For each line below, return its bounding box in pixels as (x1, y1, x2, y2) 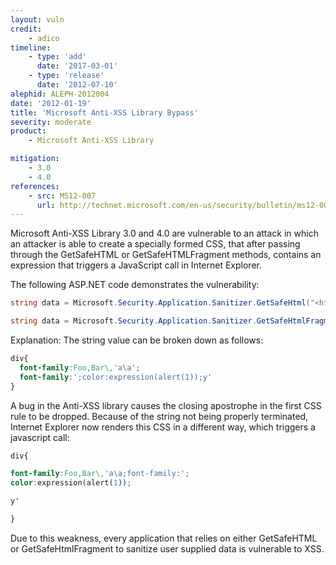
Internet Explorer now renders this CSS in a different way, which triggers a (10, 421, 316, 433)
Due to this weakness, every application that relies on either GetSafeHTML (10, 532, 318, 544)
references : (10, 181, 60, 191)
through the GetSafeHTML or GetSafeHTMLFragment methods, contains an (10, 249, 322, 261)
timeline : (10, 42, 52, 53)
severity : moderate (10, 117, 92, 127)
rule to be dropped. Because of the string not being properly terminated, (10, 410, 309, 422)
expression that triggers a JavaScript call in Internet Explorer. (10, 259, 262, 271)
